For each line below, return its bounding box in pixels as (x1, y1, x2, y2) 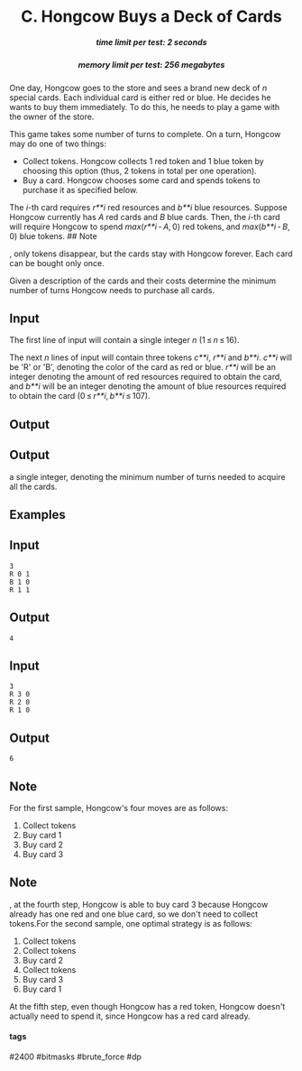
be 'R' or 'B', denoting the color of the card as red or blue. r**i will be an (9, 362, 277, 373)
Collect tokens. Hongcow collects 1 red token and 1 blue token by (22, 155, 264, 166)
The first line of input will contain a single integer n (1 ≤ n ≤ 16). (9, 335, 240, 346)
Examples (9, 507, 66, 522)
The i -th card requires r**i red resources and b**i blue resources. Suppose (9, 201, 288, 213)
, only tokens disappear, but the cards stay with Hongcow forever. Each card (9, 248, 293, 259)
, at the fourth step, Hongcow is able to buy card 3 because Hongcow (9, 899, 269, 909)
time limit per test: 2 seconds (96, 36, 207, 47)
